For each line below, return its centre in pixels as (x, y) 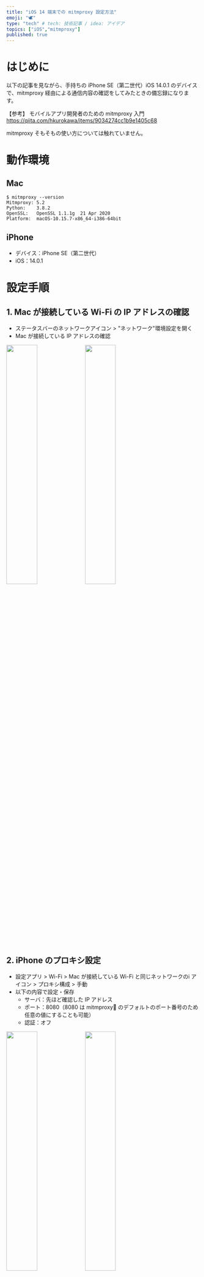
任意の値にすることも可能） (59, 1014)
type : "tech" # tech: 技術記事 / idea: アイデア (66, 23)
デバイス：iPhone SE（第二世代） (57, 253)
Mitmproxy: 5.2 (26, 203)
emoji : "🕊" (21, 18)
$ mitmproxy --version (35, 197)
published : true (27, 35)
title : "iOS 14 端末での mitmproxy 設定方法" (62, 12)
